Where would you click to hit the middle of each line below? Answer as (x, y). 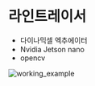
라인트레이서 (47, 16)
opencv (33, 58)
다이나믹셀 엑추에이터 (54, 40)
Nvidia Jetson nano (52, 49)
